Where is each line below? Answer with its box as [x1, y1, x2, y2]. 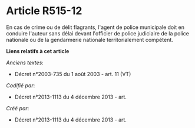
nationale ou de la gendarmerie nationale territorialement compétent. [6, 36, 174, 43]
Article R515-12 [6, 4, 82, 18]
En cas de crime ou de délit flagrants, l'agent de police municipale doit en [6, 24, 184, 31]
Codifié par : [6, 81, 35, 89]
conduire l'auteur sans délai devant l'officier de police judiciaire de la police [6, 29, 190, 37]
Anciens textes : [6, 59, 44, 66]
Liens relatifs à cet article [6, 47, 70, 54]
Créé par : [6, 104, 29, 111]
